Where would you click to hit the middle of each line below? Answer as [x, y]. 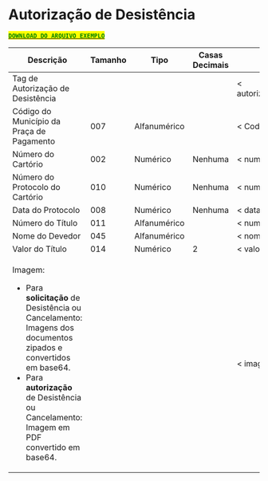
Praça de [29, 131]
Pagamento [34, 141]
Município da [37, 121]
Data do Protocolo [46, 210]
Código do [32, 111]
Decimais [211, 65]
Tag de [25, 78]
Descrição [47, 60]
